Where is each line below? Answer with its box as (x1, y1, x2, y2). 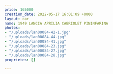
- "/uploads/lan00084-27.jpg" (4, 48, 67, 53)
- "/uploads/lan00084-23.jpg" (4, 44, 67, 49)
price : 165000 (4, 7, 34, 12)
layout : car (4, 16, 29, 21)
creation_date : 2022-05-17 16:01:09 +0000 (4, 12, 93, 17)
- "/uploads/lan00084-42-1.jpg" (4, 30, 71, 35)
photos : (4, 25, 21, 30)
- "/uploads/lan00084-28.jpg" (4, 52, 67, 58)
